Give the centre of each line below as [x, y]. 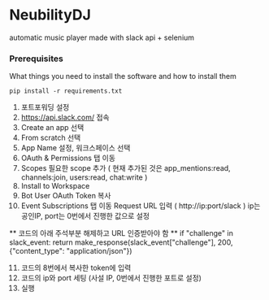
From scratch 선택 [51, 138]
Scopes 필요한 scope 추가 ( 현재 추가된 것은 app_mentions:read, [126, 168]
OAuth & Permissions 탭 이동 [68, 158]
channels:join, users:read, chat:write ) [84, 177]
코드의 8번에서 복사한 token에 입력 [76, 268]
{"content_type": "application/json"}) [71, 251]
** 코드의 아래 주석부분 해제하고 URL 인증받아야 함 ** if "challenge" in [121, 233]
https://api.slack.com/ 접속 [65, 117]
